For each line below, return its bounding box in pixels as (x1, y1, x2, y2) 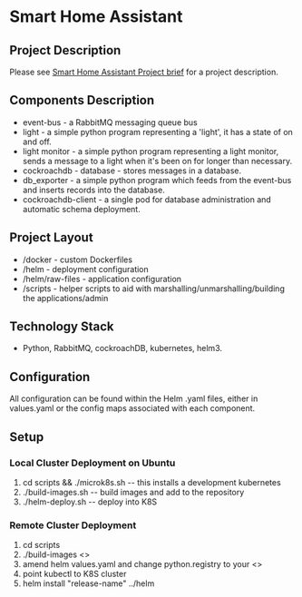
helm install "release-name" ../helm (22, 578, 155, 589)
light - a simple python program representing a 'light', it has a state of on (22, 126, 293, 137)
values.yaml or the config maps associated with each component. (9, 403, 256, 414)
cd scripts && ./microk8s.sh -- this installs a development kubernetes (22, 476, 281, 487)
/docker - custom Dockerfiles (22, 254, 133, 265)
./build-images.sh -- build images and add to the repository (22, 486, 245, 497)
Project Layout (9, 230, 93, 246)
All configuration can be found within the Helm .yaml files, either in (9, 393, 258, 405)
